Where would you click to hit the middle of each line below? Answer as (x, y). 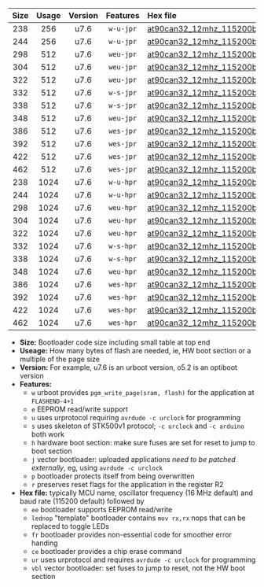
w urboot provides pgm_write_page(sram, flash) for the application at (143, 392)
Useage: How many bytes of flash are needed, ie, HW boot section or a (135, 351)
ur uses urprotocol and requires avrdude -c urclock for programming (143, 559)
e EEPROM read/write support (79, 409)
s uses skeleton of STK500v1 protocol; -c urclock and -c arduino (138, 426)
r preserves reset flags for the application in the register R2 (127, 484)
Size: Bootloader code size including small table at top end (115, 342)
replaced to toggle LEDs (70, 526)
